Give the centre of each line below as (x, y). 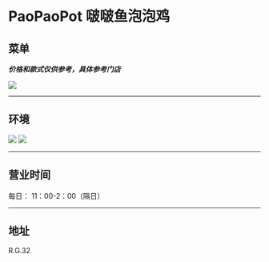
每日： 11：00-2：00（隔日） (56, 195)
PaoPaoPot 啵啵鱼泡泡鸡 (89, 16)
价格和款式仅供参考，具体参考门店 (64, 69)
